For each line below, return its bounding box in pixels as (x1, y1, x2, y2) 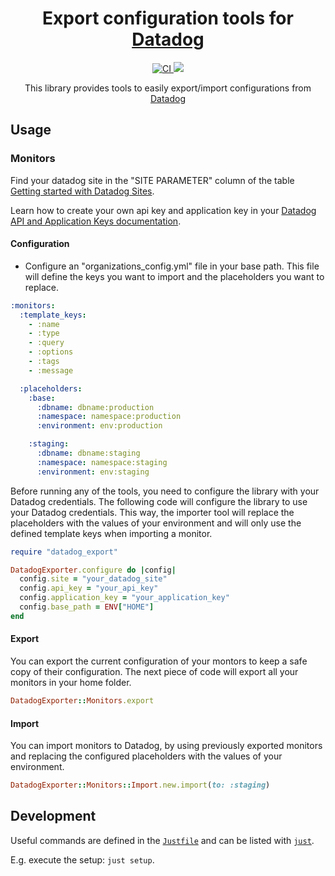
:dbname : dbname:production (36, 402, 155, 412)
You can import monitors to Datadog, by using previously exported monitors (10, 740, 323, 752)
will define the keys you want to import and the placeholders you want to (24, 270, 325, 282)
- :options (28, 347, 74, 357)
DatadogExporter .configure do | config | (10, 565, 177, 575)
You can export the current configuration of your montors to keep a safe (10, 655, 308, 667)
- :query (28, 338, 65, 348)
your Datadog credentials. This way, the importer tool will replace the (10, 506, 295, 518)
